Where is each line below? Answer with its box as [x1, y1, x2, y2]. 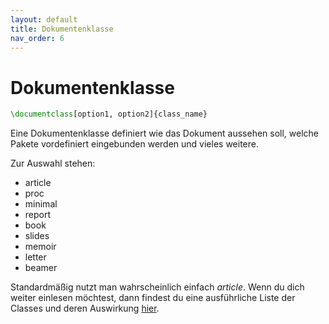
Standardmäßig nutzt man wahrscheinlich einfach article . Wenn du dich [10, 281, 305, 293]
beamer [24, 262, 58, 274]
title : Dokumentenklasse [10, 24, 114, 34]
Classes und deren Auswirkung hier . [10, 302, 160, 315]
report [24, 209, 52, 221]
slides [24, 230, 50, 242]
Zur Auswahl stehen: [10, 157, 96, 170]
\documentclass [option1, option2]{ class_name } [10, 109, 208, 120]
